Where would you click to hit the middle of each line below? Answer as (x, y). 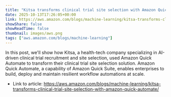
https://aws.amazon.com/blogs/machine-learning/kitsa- (102, 83)
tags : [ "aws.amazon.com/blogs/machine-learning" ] (59, 38)
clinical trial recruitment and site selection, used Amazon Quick (85, 58)
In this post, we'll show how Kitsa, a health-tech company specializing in (81, 52)
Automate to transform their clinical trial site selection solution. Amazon (80, 63)
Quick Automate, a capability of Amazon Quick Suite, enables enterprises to (85, 68)
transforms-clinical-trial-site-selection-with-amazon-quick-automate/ (86, 89)
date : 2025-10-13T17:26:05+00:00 (41, 15)
